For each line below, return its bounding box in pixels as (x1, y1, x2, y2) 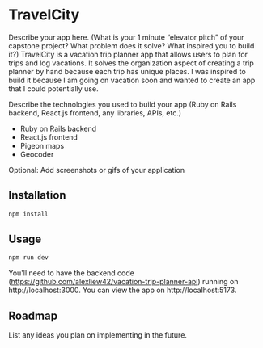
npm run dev (8, 254, 49, 262)
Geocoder (19, 149, 54, 159)
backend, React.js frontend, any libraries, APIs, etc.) (8, 107, 182, 118)
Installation (8, 188, 66, 203)
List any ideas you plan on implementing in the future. (8, 330, 188, 340)
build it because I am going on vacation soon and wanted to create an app (8, 75, 256, 85)
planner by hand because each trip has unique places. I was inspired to (8, 66, 247, 76)
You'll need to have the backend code (8, 268, 135, 278)
